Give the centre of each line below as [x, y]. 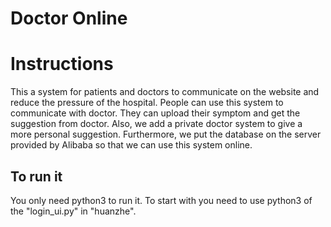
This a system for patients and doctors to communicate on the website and [165, 92]
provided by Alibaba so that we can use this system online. [131, 145]
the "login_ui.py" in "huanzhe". [73, 211]
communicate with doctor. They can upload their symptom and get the [155, 113]
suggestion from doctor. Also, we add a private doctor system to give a [156, 124]
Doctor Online [69, 18]
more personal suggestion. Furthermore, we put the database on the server [166, 134]
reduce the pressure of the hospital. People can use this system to [147, 103]
